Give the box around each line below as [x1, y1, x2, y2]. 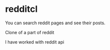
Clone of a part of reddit [5, 29, 55, 35]
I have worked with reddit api [5, 39, 64, 45]
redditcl [5, 3, 38, 15]
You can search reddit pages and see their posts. [5, 20, 106, 26]
